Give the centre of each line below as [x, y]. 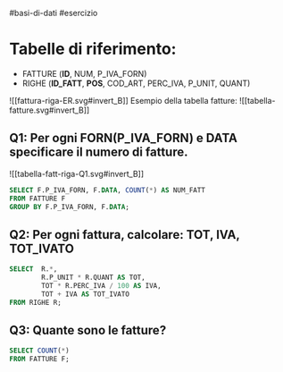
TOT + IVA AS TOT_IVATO [85, 294]
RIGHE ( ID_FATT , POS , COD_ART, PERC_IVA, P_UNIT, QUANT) [136, 83]
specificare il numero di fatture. [99, 152]
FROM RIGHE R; [36, 302]
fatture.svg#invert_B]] [50, 110]
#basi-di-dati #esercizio [54, 13]
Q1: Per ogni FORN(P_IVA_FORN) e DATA [124, 138]
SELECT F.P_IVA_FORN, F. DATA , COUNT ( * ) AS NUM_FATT [107, 190]
